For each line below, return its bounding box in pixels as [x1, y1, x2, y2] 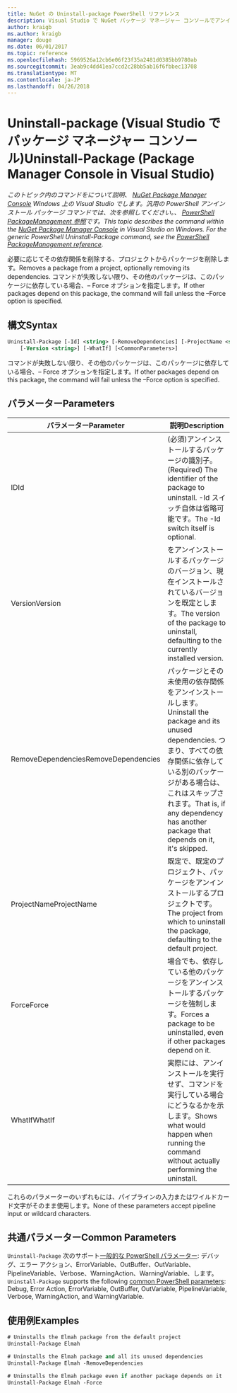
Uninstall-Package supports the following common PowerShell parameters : [7, 1277, 226, 1285]
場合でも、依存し [167, 956, 224, 966]
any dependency [167, 808, 224, 818]
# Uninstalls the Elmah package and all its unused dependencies [7, 1353, 203, 1360]
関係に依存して [174, 756, 224, 766]
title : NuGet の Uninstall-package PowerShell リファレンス [7, 10, 180, 18]
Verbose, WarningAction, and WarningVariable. [7, 1292, 145, 1301]
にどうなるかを [167, 1100, 217, 1110]
